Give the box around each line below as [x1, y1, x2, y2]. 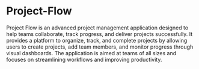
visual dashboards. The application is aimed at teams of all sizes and [6, 49, 176, 56]
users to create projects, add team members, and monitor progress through [6, 43, 194, 50]
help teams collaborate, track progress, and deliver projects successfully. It [6, 30, 193, 37]
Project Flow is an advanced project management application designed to [6, 24, 189, 31]
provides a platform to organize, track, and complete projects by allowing [6, 37, 188, 44]
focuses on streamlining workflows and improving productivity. [6, 56, 162, 63]
